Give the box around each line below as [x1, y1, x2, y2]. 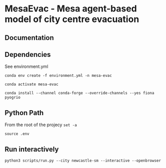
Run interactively [4, 145, 59, 154]
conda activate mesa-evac [4, 82, 58, 87]
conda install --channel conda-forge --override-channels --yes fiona [4, 91, 155, 96]
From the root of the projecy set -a [4, 122, 77, 128]
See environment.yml [4, 63, 48, 70]
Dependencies [4, 50, 51, 59]
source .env [4, 132, 29, 137]
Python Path [4, 108, 44, 117]
